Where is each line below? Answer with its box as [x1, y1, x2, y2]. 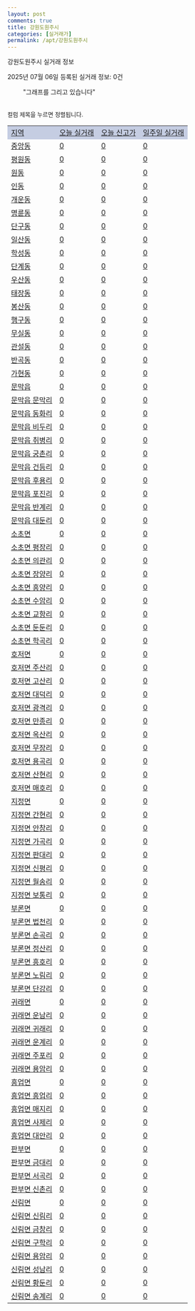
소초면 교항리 [11, 609, 53, 619]
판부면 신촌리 [11, 1185, 53, 1195]
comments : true [7, 17, 53, 24]
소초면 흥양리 [11, 583, 53, 593]
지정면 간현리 [11, 810, 53, 820]
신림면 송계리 [11, 1292, 53, 1302]
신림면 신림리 [11, 1211, 53, 1221]
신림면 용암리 [11, 1251, 53, 1261]
